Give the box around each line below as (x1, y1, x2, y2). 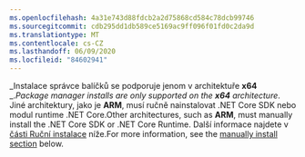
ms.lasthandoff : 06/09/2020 (9, 47, 117, 56)
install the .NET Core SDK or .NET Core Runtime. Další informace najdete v (9, 119, 289, 130)
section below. (9, 138, 64, 149)
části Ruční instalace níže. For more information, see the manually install (9, 129, 278, 139)
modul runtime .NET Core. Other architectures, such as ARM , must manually (9, 110, 293, 120)
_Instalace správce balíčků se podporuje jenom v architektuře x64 (9, 81, 258, 91)
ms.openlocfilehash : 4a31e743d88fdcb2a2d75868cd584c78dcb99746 (9, 13, 255, 23)
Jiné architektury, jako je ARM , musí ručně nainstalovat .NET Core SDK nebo (9, 100, 297, 110)
